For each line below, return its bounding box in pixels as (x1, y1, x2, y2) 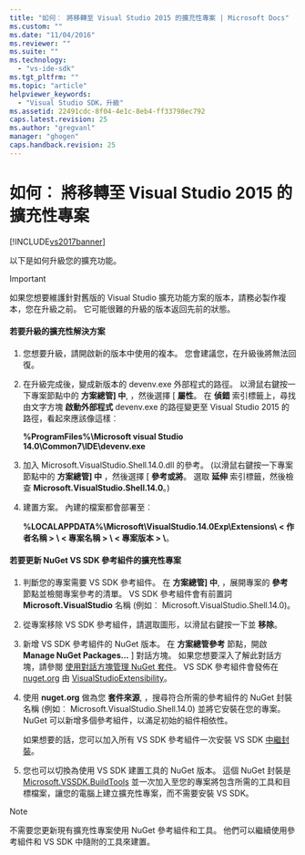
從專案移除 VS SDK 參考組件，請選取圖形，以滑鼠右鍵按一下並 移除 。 (22, 619, 282, 630)
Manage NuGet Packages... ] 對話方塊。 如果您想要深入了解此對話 (22, 650, 275, 661)
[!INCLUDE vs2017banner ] (9, 236, 107, 247)
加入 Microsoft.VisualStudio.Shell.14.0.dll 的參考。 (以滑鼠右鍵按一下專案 (22, 459, 294, 470)
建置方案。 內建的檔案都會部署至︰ (22, 501, 153, 512)
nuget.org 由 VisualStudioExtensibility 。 (22, 673, 173, 684)
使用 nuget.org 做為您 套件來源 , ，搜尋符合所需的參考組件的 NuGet (22, 692, 275, 703)
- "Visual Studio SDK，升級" (17, 98, 125, 108)
